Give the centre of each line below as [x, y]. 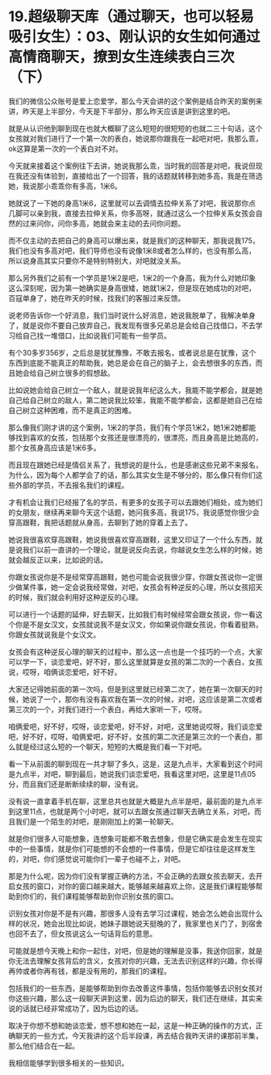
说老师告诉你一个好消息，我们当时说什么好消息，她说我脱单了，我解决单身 [132, 315]
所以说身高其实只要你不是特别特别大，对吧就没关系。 [97, 260]
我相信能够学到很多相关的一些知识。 [69, 1063]
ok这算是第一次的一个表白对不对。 [66, 148]
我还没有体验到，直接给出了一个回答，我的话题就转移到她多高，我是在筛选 [139, 175]
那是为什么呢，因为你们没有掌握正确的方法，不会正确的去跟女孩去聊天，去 [132, 876]
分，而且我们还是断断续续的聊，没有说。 [75, 784]
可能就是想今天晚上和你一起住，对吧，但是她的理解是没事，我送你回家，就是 [135, 951]
